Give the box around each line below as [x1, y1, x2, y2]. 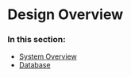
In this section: [7, 34, 66, 45]
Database [18, 60, 51, 70]
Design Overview [7, 6, 124, 24]
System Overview [18, 52, 77, 61]
